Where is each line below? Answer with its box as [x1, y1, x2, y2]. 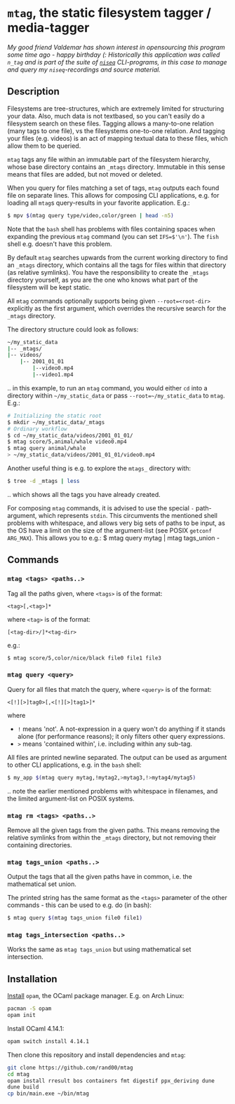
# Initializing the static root [7, 412, 102, 419]
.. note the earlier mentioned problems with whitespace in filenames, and [7, 786, 218, 795]
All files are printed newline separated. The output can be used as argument [7, 753, 227, 761]
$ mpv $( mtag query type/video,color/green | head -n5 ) [7, 212, 174, 219]
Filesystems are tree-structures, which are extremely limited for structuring [7, 104, 224, 113]
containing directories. [7, 840, 72, 849]
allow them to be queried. [7, 142, 81, 150]
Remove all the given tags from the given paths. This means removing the [7, 826, 220, 834]
